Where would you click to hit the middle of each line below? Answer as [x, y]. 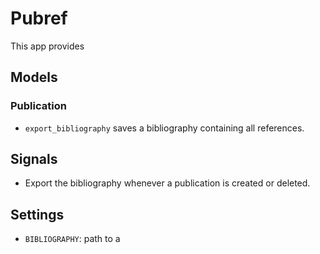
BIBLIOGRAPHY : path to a [72, 239]
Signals [34, 159]
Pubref [39, 18]
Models [34, 77]
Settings [37, 214]
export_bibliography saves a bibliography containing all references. [164, 128]
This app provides [47, 46]
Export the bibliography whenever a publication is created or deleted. [167, 183]
